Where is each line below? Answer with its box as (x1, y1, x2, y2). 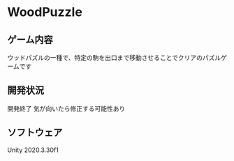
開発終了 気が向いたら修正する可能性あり (7, 104, 126, 112)
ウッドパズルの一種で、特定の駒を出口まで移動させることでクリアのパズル (7, 54, 221, 61)
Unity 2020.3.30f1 (7, 146, 59, 154)
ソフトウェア (7, 127, 63, 139)
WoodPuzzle (7, 4, 82, 20)
